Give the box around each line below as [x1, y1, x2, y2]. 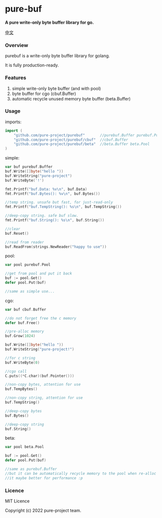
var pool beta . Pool [5, 445, 44, 450]
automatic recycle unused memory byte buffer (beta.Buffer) [12, 96, 131, 101]
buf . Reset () [5, 231, 29, 236]
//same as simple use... [5, 289, 55, 294]
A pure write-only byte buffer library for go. [5, 19, 94, 25]
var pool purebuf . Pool [5, 262, 51, 267]
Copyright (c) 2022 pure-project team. [5, 508, 81, 513]
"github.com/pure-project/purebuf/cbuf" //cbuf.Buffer [13, 137, 129, 142]
